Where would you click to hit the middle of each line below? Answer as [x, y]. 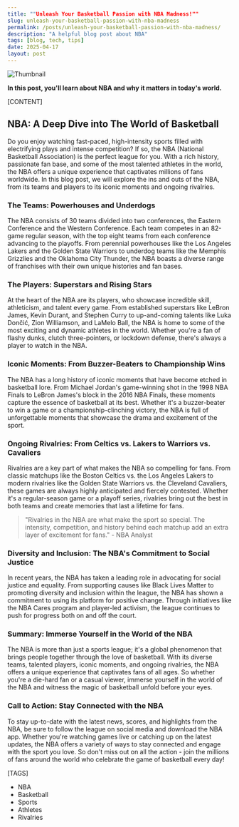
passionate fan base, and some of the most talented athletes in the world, [115, 164]
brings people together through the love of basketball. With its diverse [110, 657]
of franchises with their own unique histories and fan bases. [95, 266]
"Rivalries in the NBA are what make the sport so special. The [115, 519]
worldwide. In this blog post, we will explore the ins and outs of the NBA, [113, 179]
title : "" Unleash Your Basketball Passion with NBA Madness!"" [103, 14]
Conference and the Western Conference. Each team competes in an [108, 228]
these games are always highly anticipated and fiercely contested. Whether [118, 490]
